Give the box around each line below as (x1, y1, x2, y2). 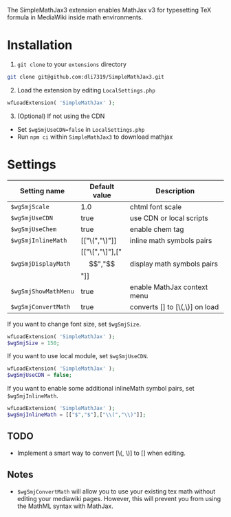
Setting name (19, 186, 65, 195)
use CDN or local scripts (129, 213, 208, 223)
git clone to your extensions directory (16, 60, 127, 68)
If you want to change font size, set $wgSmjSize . (7, 320, 142, 328)
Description (155, 186, 195, 195)
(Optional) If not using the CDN (16, 112, 105, 120)
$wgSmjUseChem (10, 225, 57, 233)
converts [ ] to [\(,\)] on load (129, 302, 219, 311)
